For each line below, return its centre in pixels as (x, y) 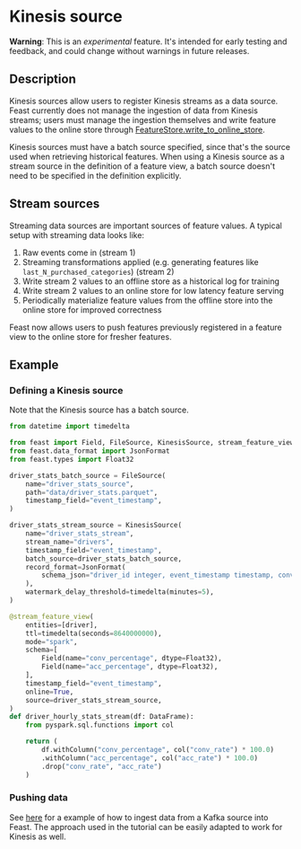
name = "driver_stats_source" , (80, 484)
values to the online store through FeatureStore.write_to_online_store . (138, 129)
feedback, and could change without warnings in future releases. (129, 50)
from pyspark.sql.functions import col (100, 725)
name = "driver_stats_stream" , (80, 534)
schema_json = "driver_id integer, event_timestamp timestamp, (158, 575)
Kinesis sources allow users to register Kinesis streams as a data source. (144, 101)
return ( (42, 742)
